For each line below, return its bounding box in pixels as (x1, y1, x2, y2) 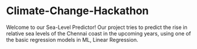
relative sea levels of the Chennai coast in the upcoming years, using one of (6, 30, 191, 37)
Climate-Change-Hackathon (6, 4, 149, 18)
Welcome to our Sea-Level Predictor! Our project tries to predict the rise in (6, 24, 188, 31)
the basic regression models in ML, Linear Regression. (6, 36, 138, 43)
